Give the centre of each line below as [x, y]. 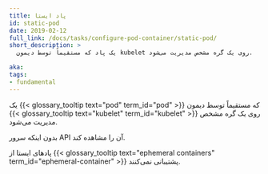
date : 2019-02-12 [38, 30]
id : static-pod [34, 23]
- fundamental [33, 82]
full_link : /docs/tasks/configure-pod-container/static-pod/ [113, 38]
